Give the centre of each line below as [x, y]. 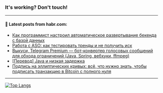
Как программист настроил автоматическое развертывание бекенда [84, 35]
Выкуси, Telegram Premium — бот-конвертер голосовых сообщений [82, 51]
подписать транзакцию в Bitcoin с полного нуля [62, 71]
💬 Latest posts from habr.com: [36, 24]
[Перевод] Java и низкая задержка [48, 61]
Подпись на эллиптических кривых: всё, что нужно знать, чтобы [79, 66]
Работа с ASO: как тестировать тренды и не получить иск [72, 45]
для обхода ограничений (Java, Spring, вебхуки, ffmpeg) [71, 56]
